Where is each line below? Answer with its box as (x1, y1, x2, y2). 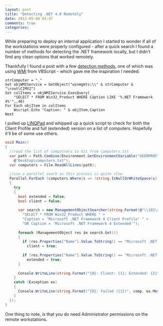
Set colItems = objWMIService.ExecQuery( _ (5, 91, 95, 96)
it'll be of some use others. (5, 130, 59, 136)
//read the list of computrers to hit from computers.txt (9, 149, 130, 154)
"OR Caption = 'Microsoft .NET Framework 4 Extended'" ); (22, 221, 140, 226)
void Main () (5, 140, 29, 145)
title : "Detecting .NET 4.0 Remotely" (5, 12, 83, 16)
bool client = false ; (17, 198, 62, 204)
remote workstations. (5, 316, 48, 322)
